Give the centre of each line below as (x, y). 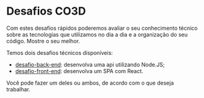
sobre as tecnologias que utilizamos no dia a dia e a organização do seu (97, 34)
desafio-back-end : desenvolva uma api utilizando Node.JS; (90, 65)
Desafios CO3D (46, 11)
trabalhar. (18, 89)
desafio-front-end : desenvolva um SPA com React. (79, 71)
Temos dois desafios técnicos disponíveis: (60, 52)
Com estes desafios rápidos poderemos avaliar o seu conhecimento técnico (102, 28)
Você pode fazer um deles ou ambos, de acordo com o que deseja (90, 83)
